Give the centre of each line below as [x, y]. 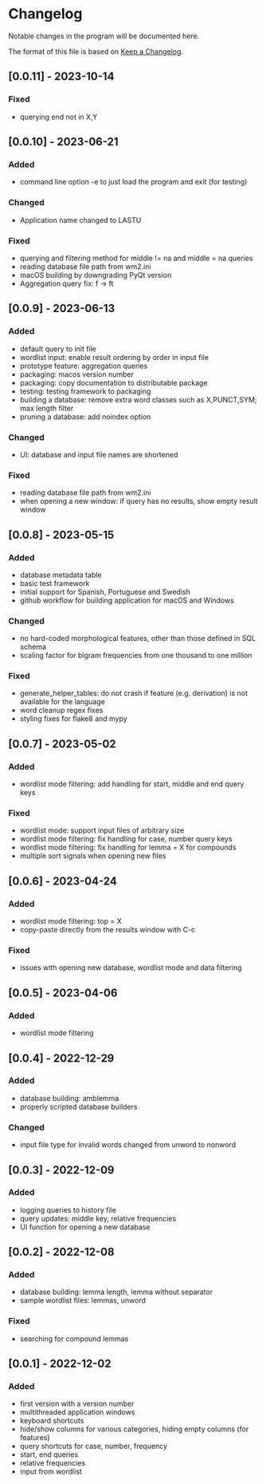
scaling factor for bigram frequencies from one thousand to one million [136, 655]
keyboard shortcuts [52, 1421]
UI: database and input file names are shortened [99, 454]
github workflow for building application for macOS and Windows [127, 600]
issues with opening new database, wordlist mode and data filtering [131, 968]
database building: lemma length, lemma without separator [116, 1292]
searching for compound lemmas [74, 1339]
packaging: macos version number [76, 374]
